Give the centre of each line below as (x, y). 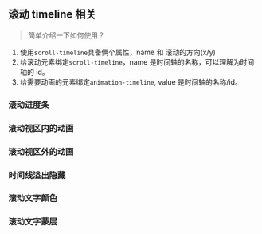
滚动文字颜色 (33, 198)
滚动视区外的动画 (41, 152)
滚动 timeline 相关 (52, 14)
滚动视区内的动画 (41, 128)
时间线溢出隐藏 (37, 175)
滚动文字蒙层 (33, 222)
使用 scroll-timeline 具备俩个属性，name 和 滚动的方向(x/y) (118, 52)
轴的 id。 (34, 72)
